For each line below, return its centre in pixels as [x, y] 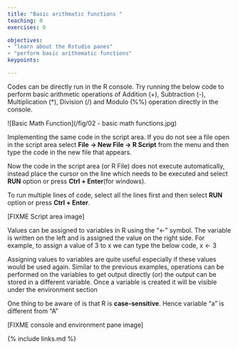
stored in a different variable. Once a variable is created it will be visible [112, 282]
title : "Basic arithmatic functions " [65, 14]
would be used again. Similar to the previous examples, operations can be [116, 267]
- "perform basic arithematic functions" [70, 54]
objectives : [25, 40]
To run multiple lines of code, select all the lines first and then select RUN [115, 195]
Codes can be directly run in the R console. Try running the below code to [116, 86]
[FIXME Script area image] [46, 216]
